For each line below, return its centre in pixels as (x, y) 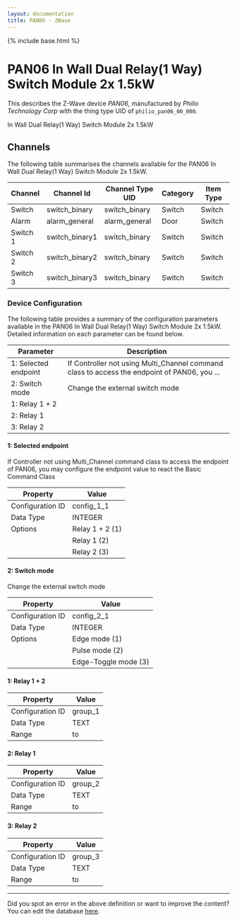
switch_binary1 (72, 237)
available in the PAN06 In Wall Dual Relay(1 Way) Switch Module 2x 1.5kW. (115, 326)
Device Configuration (45, 303)
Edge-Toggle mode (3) (111, 661)
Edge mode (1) (97, 639)
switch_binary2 (72, 257)
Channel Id (72, 194)
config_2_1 (91, 615)
